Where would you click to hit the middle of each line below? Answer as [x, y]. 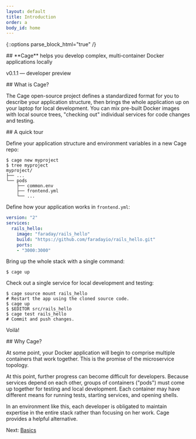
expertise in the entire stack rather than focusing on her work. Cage [88, 413]
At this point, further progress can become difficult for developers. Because [97, 376]
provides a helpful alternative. [42, 419]
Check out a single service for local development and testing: [80, 283]
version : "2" [22, 218]
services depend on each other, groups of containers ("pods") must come [95, 383]
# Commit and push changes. [40, 319]
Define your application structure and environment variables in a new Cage [97, 143]
